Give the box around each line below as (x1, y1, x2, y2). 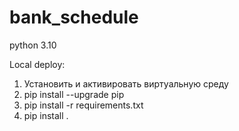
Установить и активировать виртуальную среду (23, 77, 229, 90)
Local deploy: (9, 58, 66, 70)
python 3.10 (9, 39, 57, 51)
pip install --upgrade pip (23, 88, 125, 100)
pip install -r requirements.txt (23, 99, 144, 111)
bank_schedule (9, 6, 139, 29)
